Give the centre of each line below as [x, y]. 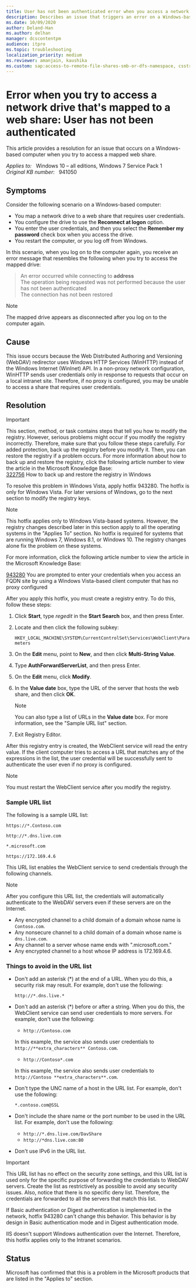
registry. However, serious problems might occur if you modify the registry [96, 437]
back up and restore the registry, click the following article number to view [95, 462]
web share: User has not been [80, 120]
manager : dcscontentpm [34, 39]
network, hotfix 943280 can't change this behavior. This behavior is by [91, 1216]
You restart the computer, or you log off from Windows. [81, 241]
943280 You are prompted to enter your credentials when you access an [93, 575]
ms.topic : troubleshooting [39, 50]
